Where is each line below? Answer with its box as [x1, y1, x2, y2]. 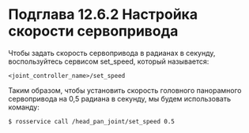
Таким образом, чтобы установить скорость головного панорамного [8, 85, 242, 95]
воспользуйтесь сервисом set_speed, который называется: [8, 57, 209, 66]
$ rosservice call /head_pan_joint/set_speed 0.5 [8, 117, 175, 125]
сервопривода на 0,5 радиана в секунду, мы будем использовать [8, 94, 232, 103]
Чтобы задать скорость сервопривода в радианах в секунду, [8, 48, 216, 57]
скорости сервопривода [8, 22, 179, 40]
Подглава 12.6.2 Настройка [8, 6, 198, 24]
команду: [8, 102, 40, 112]
